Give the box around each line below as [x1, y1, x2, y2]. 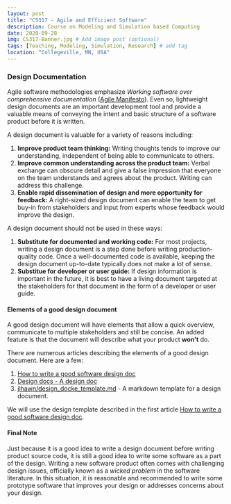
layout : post [7, 10, 45, 17]
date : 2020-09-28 [7, 29, 58, 37]
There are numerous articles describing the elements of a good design [7, 349, 209, 357]
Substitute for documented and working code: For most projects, [17, 238, 207, 246]
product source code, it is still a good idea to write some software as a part [7, 451, 222, 460]
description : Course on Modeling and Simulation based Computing [7, 23, 200, 30]
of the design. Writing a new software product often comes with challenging [7, 459, 225, 467]
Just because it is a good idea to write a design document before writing [7, 444, 215, 453]
